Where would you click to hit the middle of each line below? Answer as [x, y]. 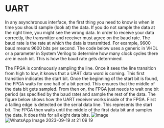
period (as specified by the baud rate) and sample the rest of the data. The [80, 94]
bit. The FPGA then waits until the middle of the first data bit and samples [79, 110]
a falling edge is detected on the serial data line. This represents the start [79, 104]
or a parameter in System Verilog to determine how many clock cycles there [82, 53]
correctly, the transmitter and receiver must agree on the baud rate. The [78, 38]
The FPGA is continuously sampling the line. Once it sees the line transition [81, 68]
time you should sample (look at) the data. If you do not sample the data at [80, 27]
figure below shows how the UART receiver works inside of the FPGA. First [81, 99]
